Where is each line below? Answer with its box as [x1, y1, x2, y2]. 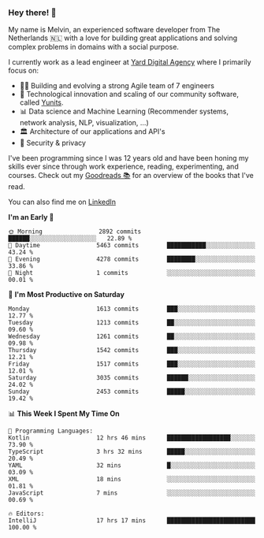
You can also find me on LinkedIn [8, 197, 117, 207]
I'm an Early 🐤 [8, 213, 54, 222]
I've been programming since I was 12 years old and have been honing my [8, 154, 249, 163]
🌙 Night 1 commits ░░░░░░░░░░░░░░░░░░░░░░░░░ [8, 269, 256, 277]
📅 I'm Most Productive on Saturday [8, 290, 125, 299]
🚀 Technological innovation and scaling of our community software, [19, 90, 239, 99]
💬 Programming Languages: [8, 427, 93, 436]
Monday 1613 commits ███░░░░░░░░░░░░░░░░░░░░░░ [8, 305, 256, 314]
